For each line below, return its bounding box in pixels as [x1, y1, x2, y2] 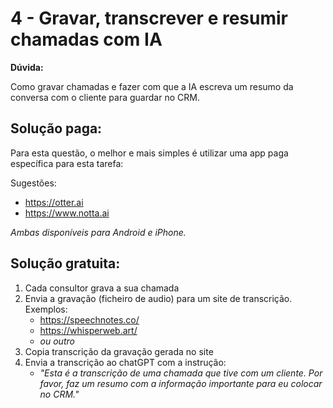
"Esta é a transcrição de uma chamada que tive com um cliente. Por [39, 367, 323, 379]
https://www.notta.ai [24, 207, 110, 219]
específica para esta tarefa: [10, 157, 124, 169]
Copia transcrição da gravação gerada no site [24, 345, 214, 357]
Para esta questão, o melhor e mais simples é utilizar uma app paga [10, 147, 289, 159]
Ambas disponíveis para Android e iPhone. [10, 226, 187, 238]
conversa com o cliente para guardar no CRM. [10, 91, 200, 103]
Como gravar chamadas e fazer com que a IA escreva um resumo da [10, 80, 294, 92]
